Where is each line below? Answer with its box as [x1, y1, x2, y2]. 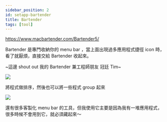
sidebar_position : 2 [5, 7, 50, 13]
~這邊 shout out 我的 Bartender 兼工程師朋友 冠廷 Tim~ [5, 64, 122, 70]
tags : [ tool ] [5, 22, 33, 27]
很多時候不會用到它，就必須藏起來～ [5, 111, 82, 117]
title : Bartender [5, 17, 42, 22]
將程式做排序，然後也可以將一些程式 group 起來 [5, 84, 106, 90]
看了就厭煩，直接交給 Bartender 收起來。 [5, 53, 92, 59]
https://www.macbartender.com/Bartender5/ [5, 36, 100, 42]
